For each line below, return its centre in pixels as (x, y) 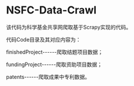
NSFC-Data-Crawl (51, 10)
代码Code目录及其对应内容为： (43, 39)
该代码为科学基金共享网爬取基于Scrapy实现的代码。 (69, 27)
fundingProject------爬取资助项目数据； (54, 64)
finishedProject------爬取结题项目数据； (55, 52)
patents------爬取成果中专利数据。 (48, 77)
